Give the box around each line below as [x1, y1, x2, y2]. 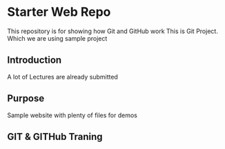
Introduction [7, 54, 62, 66]
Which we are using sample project [7, 34, 108, 42]
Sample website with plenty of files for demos [7, 111, 138, 119]
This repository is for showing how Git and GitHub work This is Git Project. [7, 27, 219, 35]
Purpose [7, 92, 45, 104]
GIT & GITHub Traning [7, 130, 103, 142]
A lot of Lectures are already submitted [7, 72, 119, 81]
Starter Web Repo [7, 4, 111, 20]
